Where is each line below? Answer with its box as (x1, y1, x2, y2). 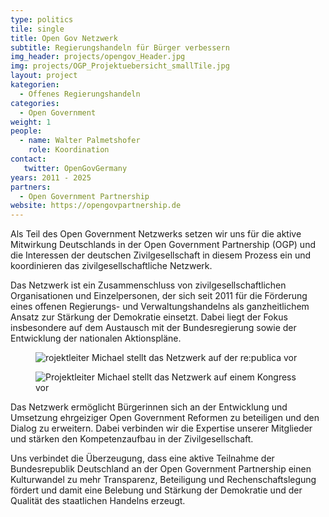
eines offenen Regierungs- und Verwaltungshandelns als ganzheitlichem (10, 301, 310, 313)
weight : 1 (10, 117, 52, 127)
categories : (10, 98, 60, 108)
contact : (10, 154, 47, 164)
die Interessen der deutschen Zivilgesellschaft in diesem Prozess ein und (10, 249, 312, 261)
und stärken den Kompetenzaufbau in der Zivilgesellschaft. (10, 433, 254, 445)
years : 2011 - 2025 (10, 172, 92, 183)
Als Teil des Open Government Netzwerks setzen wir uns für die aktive (10, 228, 302, 240)
